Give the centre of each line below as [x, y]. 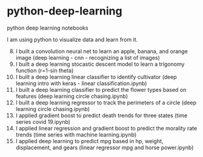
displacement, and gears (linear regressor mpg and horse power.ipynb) [105, 147]
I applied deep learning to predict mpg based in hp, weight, [89, 141]
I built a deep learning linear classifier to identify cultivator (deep [96, 77]
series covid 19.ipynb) [43, 121]
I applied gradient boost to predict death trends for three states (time [101, 115]
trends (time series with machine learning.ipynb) [76, 135]
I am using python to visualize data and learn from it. [72, 39]
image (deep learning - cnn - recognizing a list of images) [88, 57]
